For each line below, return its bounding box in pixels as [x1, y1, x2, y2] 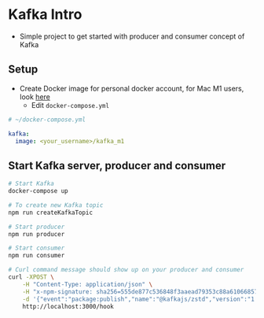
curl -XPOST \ [8, 273, 55, 281]
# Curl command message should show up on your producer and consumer [8, 266, 244, 274]
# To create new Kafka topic [8, 201, 104, 209]
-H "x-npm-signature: [22, 287, 93, 296]
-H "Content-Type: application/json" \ [22, 280, 153, 288]
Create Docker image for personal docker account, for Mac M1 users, [19, 83, 244, 93]
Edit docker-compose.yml [31, 100, 110, 109]
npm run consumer [8, 252, 65, 260]
